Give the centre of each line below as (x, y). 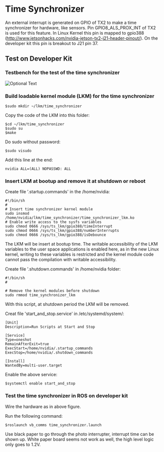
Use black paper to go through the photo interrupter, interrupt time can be (80, 434)
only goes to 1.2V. (23, 444)
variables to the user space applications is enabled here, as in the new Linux (82, 249)
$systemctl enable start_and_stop (40, 384)
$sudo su (14, 128)
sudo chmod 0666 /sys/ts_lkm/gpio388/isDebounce (56, 235)
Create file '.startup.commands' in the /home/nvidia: (58, 192)
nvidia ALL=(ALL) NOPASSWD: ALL (38, 169)
